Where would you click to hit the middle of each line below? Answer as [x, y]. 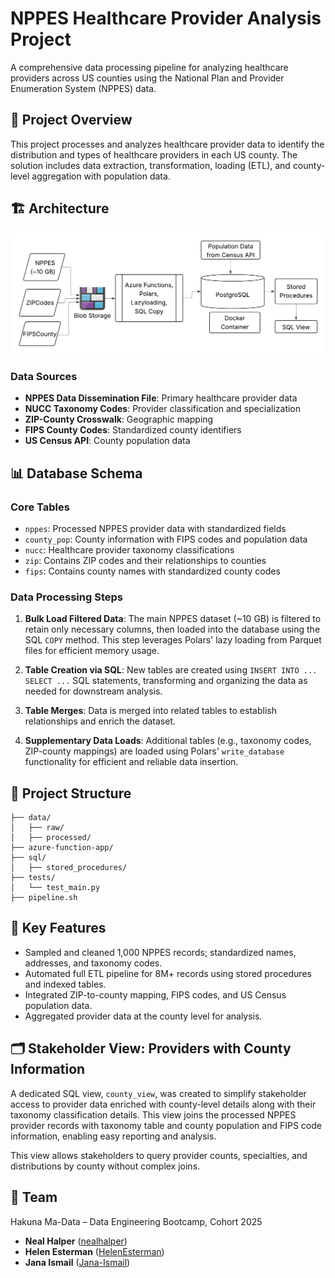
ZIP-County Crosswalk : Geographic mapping [119, 419]
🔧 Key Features [58, 928]
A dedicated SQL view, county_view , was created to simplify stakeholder [158, 1093]
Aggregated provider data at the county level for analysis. [143, 1016]
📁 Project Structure [71, 793]
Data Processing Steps [66, 597]
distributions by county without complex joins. [105, 1166]
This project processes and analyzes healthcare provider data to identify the [167, 144]
